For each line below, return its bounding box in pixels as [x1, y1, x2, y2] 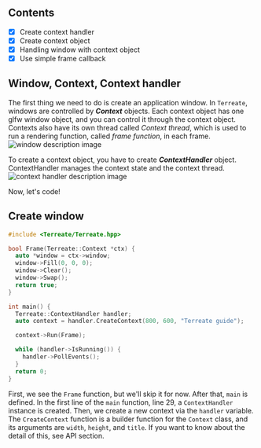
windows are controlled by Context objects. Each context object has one [8, 106, 244, 116]
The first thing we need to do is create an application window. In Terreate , [8, 97, 248, 107]
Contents [8, 6, 55, 20]
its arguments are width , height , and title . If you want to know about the [8, 422, 245, 431]
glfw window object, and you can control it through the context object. [8, 114, 236, 124]
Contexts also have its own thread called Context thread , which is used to [8, 123, 247, 132]
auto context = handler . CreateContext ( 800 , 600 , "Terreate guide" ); [15, 318, 244, 325]
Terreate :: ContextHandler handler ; [15, 310, 132, 318]
